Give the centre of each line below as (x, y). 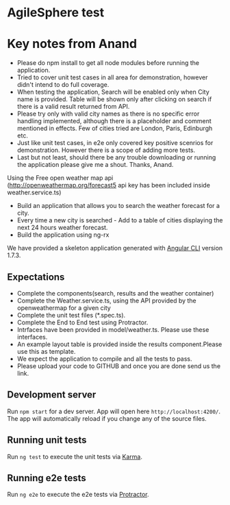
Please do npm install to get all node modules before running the (108, 63)
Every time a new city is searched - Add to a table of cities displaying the (120, 220)
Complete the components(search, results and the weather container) (115, 293)
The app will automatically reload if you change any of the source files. (107, 418)
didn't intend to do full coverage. (63, 85)
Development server (52, 395)
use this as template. (46, 351)
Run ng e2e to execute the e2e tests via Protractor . (78, 495)
